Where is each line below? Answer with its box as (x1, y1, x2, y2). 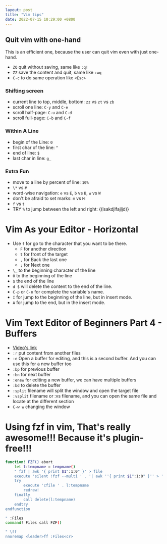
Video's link (12, 344, 37, 351)
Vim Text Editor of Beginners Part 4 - (5, 317, 162, 329)
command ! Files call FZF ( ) (5, 520, 62, 525)
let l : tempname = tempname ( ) (14, 464, 76, 469)
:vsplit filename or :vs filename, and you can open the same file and (12, 392, 157, 399)
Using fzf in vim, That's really (5, 421, 131, 433)
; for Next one (20, 262, 50, 268)
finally (14, 492, 30, 498)
